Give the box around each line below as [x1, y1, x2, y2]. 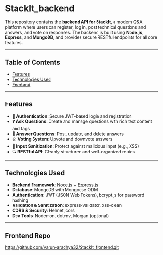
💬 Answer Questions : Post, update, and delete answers [12, 131, 124, 136]
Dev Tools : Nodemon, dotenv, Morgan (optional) [12, 213, 109, 219]
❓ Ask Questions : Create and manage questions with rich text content [12, 119, 152, 124]
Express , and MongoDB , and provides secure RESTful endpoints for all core [5, 34, 158, 40]
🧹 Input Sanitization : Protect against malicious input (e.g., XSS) [12, 143, 139, 149]
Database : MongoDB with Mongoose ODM [12, 187, 98, 193]
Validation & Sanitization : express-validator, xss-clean [12, 203, 122, 208]
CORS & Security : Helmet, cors [12, 207, 75, 214]
